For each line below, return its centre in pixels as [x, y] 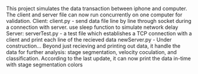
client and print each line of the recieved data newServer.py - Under [89, 40]
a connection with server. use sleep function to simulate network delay [92, 27]
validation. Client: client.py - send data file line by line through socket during [99, 21]
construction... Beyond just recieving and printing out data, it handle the [93, 46]
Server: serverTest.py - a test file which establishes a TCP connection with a [99, 33]
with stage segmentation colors [44, 65]
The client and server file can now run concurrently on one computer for [94, 15]
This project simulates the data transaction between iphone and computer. [97, 9]
